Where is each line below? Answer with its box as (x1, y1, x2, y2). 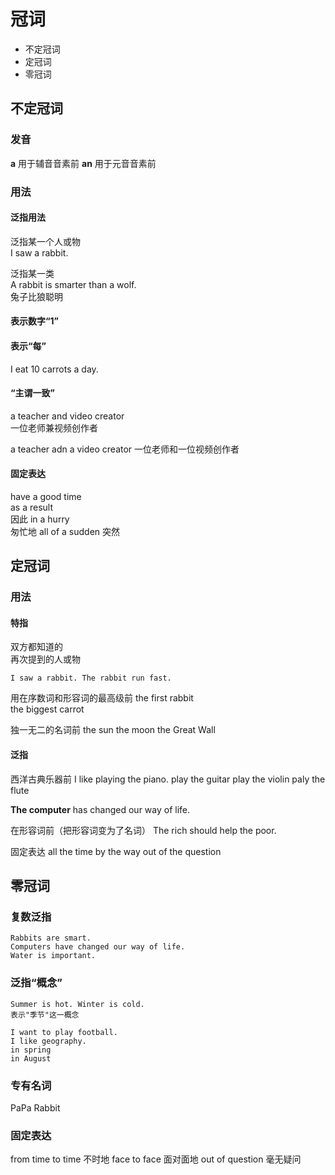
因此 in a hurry (10, 513, 70, 525)
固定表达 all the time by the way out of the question (10, 845, 222, 857)
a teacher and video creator (10, 410, 125, 422)
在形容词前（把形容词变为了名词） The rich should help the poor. (10, 824, 277, 836)
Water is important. (10, 951, 97, 961)
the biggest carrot (10, 703, 85, 715)
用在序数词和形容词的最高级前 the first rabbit (10, 692, 194, 704)
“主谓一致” (10, 387, 56, 399)
